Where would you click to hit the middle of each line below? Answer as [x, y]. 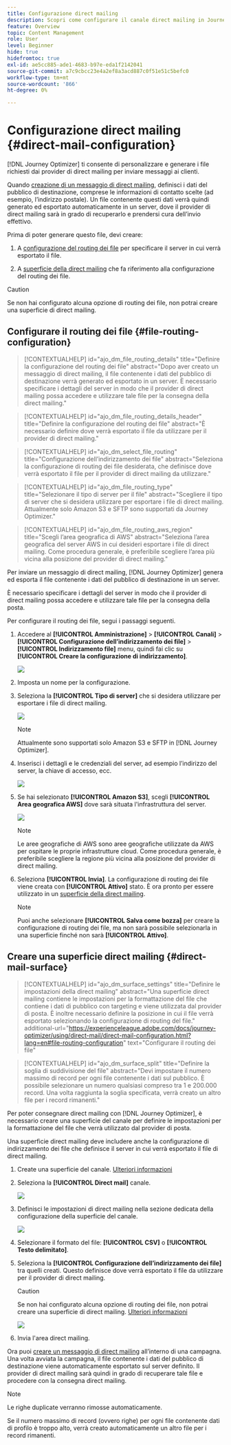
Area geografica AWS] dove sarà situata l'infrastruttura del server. [111, 804]
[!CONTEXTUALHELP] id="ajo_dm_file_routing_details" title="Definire [122, 359]
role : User [23, 39]
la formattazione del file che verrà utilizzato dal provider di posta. [99, 1127]
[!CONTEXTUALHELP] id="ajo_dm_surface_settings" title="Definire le [122, 984]
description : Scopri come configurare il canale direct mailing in [106, 20]
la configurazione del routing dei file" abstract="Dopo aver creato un [121, 366]
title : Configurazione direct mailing [63, 13]
